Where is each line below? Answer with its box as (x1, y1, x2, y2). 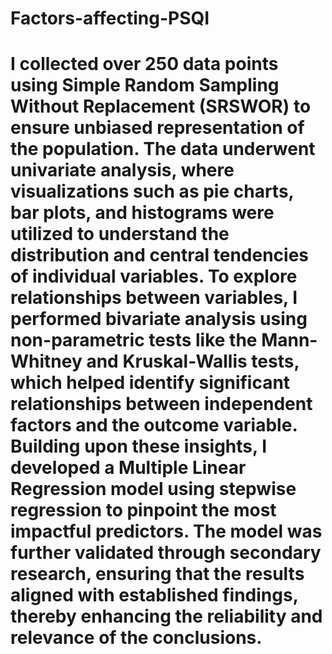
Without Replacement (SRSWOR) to (10, 95, 312, 118)
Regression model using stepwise (10, 478, 297, 501)
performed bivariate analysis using (10, 308, 308, 331)
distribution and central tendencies (10, 244, 310, 267)
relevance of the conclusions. (10, 627, 263, 649)
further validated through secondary (10, 542, 322, 564)
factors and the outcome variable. (10, 414, 298, 437)
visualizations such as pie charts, (10, 180, 295, 203)
